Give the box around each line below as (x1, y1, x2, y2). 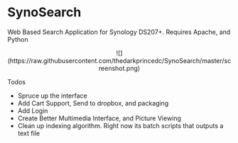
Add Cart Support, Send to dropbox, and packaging (17, 98, 169, 107)
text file (17, 129, 40, 137)
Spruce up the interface (17, 91, 87, 100)
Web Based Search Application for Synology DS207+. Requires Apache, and (7, 28, 231, 36)
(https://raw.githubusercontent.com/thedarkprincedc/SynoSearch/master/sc (7, 56, 232, 64)
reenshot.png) (98, 64, 141, 72)
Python (7, 35, 28, 43)
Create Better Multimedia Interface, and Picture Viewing (17, 114, 181, 122)
